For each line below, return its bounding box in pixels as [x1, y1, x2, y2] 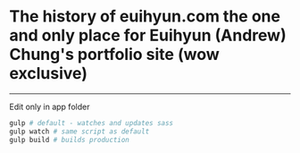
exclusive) [9, 64, 87, 84]
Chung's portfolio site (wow [9, 45, 221, 64]
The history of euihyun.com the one [9, 6, 281, 27]
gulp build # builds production [9, 135, 129, 144]
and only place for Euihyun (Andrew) [9, 25, 287, 46]
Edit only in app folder [9, 101, 90, 112]
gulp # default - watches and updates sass [9, 118, 174, 127]
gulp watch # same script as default [9, 127, 150, 136]
